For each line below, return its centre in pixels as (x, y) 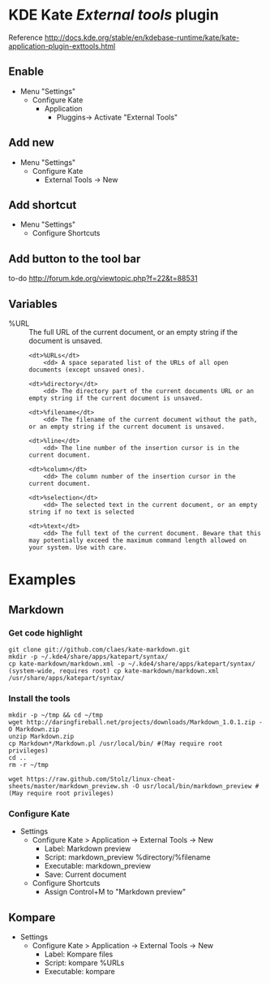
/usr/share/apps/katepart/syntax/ (67, 678)
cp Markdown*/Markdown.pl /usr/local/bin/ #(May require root (116, 744)
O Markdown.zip (34, 730)
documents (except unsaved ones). (87, 370)
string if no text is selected (81, 512)
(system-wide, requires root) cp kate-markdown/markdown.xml (114, 671)
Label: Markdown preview (88, 849)
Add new (31, 143)
